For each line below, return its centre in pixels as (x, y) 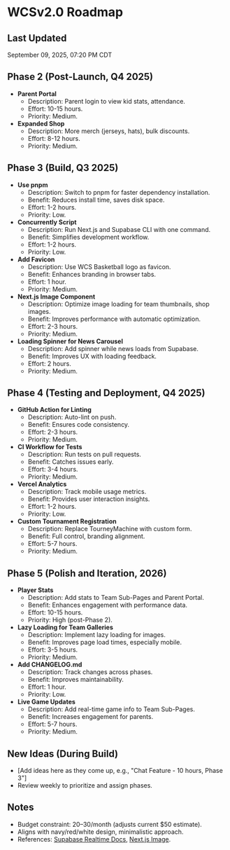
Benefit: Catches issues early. (71, 462)
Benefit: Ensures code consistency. (79, 425)
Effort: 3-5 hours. (53, 650)
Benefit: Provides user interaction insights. (89, 499)
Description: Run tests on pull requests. (85, 454)
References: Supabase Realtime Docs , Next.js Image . (94, 839)
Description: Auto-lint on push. (72, 417)
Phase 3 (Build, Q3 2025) (63, 168)
